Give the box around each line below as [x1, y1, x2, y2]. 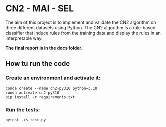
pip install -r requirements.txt [5, 94, 75, 100]
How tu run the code [5, 59, 70, 68]
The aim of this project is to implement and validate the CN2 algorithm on [5, 19, 156, 25]
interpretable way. [5, 35, 43, 41]
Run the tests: [5, 106, 40, 113]
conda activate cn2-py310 [5, 90, 59, 95]
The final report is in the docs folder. [5, 45, 83, 51]
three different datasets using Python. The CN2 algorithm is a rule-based [5, 24, 156, 30]
